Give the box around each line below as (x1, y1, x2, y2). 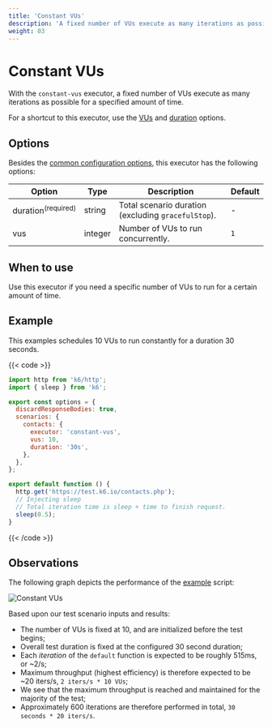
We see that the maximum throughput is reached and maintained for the (19, 685, 261, 695)
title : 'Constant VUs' (8, 11, 85, 20)
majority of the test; (19, 694, 87, 704)
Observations (8, 556, 79, 570)
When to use (8, 260, 74, 274)
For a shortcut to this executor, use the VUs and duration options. (8, 113, 227, 122)
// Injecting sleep (15, 495, 82, 503)
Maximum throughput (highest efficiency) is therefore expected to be (19, 668, 251, 678)
